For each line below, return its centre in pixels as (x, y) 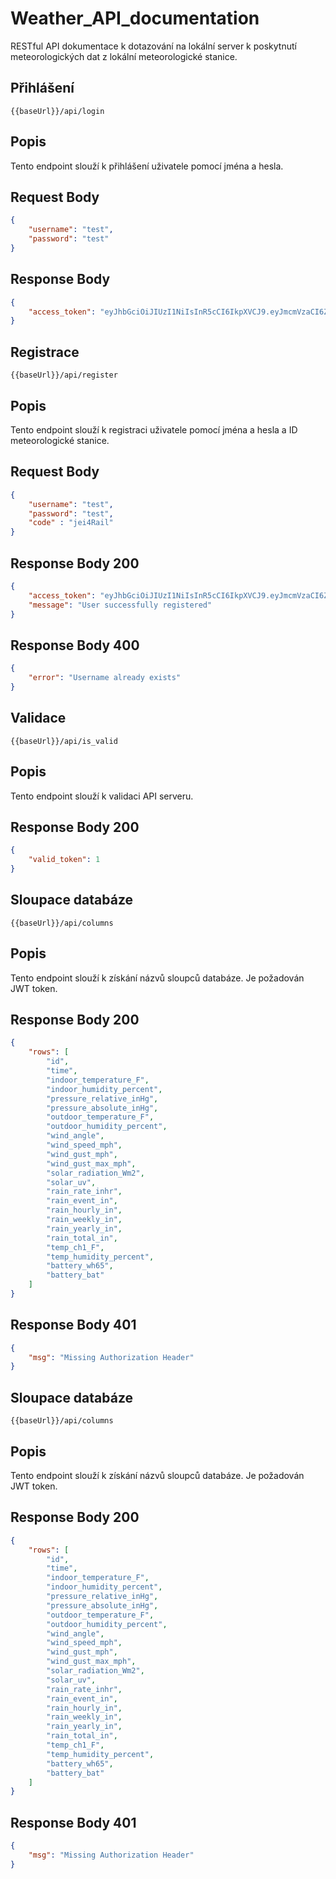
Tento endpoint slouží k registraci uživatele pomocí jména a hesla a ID (154, 429)
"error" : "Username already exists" (105, 678)
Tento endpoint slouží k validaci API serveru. (102, 796)
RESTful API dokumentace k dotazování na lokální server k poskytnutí (153, 46)
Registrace (45, 352)
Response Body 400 (75, 645)
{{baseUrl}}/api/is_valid (64, 741)
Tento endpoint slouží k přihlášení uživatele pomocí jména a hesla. (147, 166)
